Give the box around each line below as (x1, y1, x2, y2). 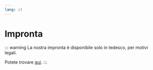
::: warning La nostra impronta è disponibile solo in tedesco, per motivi (4, 45, 148, 50)
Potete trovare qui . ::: (4, 59, 48, 65)
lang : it (4, 7, 23, 12)
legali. (4, 49, 17, 55)
